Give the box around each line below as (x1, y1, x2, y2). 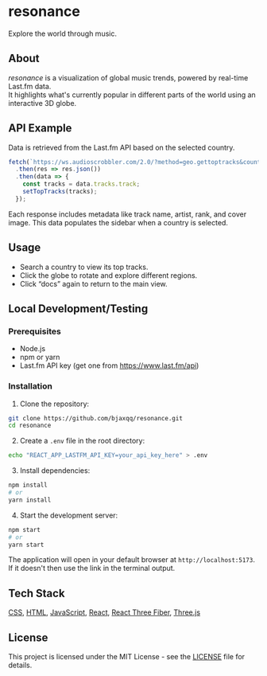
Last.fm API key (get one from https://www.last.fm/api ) (19, 361, 199, 370)
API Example (8, 122, 72, 135)
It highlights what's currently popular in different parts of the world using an (8, 90, 256, 100)
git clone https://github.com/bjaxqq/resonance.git (8, 414, 183, 422)
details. (8, 660, 33, 670)
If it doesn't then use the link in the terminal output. (8, 564, 176, 573)
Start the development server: (19, 510, 118, 520)
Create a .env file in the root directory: (19, 436, 145, 446)
